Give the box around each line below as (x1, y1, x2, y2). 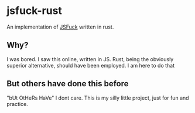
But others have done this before (6, 79, 129, 89)
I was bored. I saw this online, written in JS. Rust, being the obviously (6, 55, 174, 62)
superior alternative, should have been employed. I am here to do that (6, 62, 175, 69)
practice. (6, 100, 28, 107)
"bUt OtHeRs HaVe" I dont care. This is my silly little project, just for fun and (6, 94, 189, 101)
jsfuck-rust (6, 4, 62, 17)
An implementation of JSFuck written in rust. (6, 23, 114, 30)
